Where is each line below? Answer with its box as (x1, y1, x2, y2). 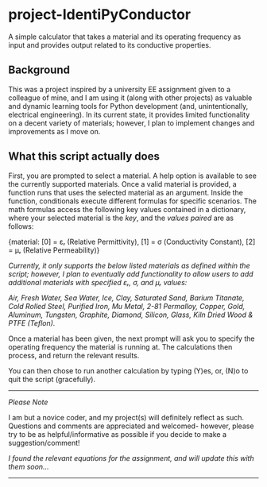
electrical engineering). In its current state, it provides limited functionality (8, 110, 250, 119)
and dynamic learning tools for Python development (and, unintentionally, (8, 101, 249, 110)
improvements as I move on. (8, 126, 101, 136)
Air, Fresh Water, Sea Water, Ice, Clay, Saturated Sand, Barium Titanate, (8, 292, 245, 303)
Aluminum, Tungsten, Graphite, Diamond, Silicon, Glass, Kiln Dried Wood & (8, 310, 253, 319)
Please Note (8, 397, 48, 407)
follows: (8, 221, 34, 231)
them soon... (8, 462, 49, 471)
